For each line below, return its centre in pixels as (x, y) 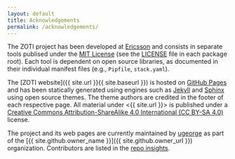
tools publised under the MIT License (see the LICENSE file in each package (117, 54)
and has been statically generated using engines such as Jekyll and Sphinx (116, 90)
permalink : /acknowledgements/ (53, 27)
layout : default (31, 14)
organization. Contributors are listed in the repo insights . (89, 148)
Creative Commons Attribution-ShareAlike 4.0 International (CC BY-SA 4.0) (115, 112)
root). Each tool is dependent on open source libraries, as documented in (113, 62)
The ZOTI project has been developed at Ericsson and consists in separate (115, 47)
